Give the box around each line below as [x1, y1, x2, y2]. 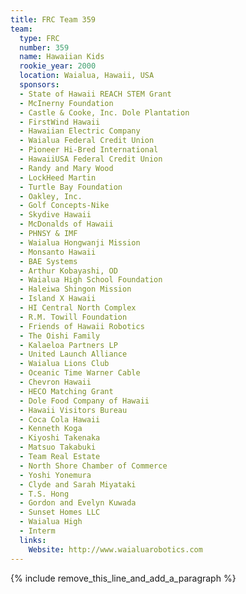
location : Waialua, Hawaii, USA [19, 71, 155, 81]
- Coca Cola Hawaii [19, 414, 101, 425]
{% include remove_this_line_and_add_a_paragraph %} [10, 572, 237, 584]
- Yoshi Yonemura [19, 470, 92, 480]
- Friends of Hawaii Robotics [19, 321, 145, 331]
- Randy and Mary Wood [19, 163, 114, 173]
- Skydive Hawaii [19, 210, 92, 220]
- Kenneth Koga [19, 424, 83, 434]
